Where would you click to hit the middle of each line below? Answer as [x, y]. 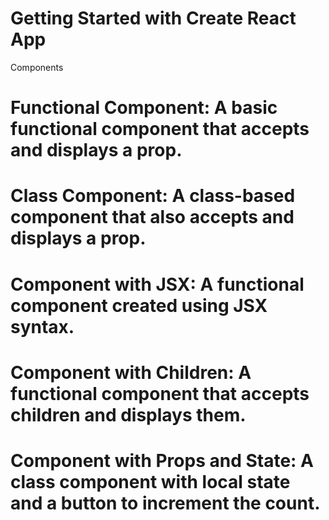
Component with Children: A [131, 372]
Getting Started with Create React [153, 18]
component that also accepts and [152, 217]
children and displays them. [128, 414]
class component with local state [150, 481]
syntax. [42, 326]
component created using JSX [139, 305]
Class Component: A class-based [153, 196]
